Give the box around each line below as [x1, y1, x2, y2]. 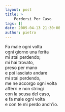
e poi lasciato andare [5, 70, 48, 75]
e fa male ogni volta [5, 96, 45, 102]
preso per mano [5, 65, 38, 71]
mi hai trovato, [5, 60, 34, 65]
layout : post [5, 7, 32, 12]
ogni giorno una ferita [5, 49, 49, 55]
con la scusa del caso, [5, 91, 51, 97]
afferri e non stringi [5, 86, 44, 91]
